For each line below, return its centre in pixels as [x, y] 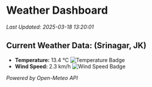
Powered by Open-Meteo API [42, 77]
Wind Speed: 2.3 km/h [43, 66]
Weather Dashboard [57, 10]
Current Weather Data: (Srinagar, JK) [77, 46]
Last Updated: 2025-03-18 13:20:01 [50, 27]
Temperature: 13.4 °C [42, 60]
